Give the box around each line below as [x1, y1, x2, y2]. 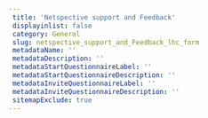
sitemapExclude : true [12, 95, 92, 105]
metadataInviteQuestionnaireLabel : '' [12, 79, 156, 88]
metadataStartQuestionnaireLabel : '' [12, 63, 152, 72]
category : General [12, 29, 81, 38]
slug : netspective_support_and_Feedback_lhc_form [12, 37, 200, 47]
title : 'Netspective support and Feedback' [12, 12, 176, 22]
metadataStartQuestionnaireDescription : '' [12, 71, 176, 80]
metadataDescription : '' [12, 54, 104, 63]
